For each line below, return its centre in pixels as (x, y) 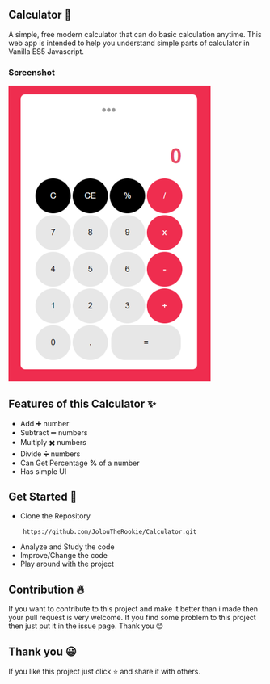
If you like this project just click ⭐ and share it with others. (104, 672)
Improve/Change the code (63, 556)
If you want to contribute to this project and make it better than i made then (133, 609)
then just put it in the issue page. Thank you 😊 (86, 626)
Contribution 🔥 (46, 589)
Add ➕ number (44, 423)
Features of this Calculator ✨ (82, 404)
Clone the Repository (55, 516)
